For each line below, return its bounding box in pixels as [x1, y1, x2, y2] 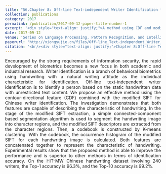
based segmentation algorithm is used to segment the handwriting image [5, 116, 161, 121]
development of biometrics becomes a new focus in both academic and [5, 63, 161, 69]
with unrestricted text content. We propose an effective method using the [5, 89, 161, 95]
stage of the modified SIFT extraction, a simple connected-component [5, 110, 161, 116]
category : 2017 [5, 16, 37, 21]
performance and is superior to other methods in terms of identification [5, 152, 161, 159]
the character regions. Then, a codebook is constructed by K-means [5, 126, 161, 132]
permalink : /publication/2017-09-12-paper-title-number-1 [5, 21, 127, 26]
